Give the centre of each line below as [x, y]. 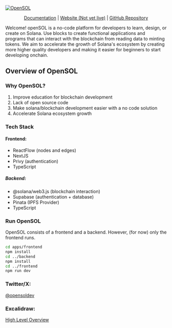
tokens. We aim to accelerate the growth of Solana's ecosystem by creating [85, 44]
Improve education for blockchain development [62, 97]
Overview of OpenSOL [42, 71]
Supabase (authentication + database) [53, 197]
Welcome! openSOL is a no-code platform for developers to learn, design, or [86, 28]
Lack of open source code [40, 102]
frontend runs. [20, 238]
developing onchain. [27, 55]
